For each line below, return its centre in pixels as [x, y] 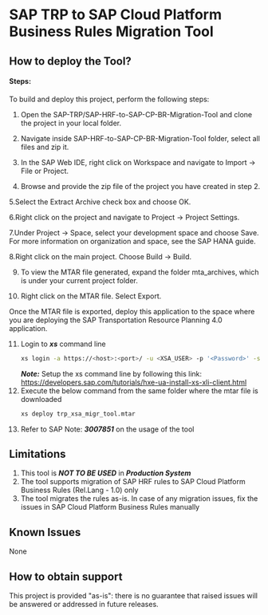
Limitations [37, 453]
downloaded [41, 399]
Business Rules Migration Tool [111, 32]
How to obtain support [66, 576]
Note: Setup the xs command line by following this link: [111, 373]
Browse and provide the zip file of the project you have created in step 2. [140, 186]
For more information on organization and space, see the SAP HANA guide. [132, 241]
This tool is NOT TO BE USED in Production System [106, 473]
